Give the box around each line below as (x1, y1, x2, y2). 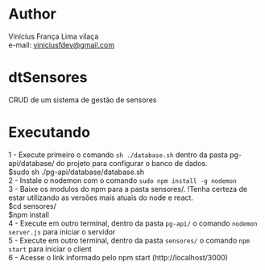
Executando (8, 123, 91, 142)
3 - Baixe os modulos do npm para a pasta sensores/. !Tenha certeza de (8, 184, 248, 193)
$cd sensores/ (8, 201, 56, 210)
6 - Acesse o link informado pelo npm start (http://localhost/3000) (8, 252, 228, 262)
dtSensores (8, 69, 88, 87)
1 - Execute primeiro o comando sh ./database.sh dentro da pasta (8, 150, 228, 160)
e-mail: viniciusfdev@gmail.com (8, 39, 115, 49)
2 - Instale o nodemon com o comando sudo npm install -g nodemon (8, 175, 237, 185)
